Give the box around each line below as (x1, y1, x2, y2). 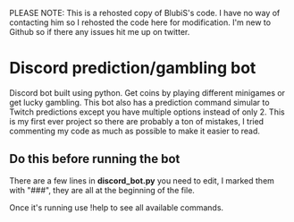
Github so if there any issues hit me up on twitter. (9, 27, 190, 37)
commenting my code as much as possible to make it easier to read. (9, 125, 261, 136)
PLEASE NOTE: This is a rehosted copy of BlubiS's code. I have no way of (9, 8, 281, 18)
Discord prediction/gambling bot (9, 58, 256, 79)
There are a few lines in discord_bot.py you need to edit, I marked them (9, 175, 275, 186)
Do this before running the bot (9, 151, 181, 166)
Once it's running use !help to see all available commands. (9, 201, 224, 213)
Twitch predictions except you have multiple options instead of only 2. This (9, 107, 285, 117)
